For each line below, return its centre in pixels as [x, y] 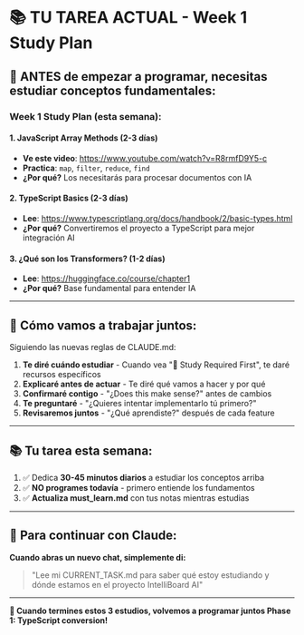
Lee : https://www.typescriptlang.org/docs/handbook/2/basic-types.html [157, 218]
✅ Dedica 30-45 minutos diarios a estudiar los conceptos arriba [143, 477]
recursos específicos [62, 374]
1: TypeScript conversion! [59, 620]
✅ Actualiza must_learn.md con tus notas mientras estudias [136, 498]
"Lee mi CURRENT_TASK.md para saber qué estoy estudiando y [150, 575]
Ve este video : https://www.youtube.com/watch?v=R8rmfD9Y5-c [145, 158]
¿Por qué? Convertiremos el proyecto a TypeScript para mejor [138, 228]
